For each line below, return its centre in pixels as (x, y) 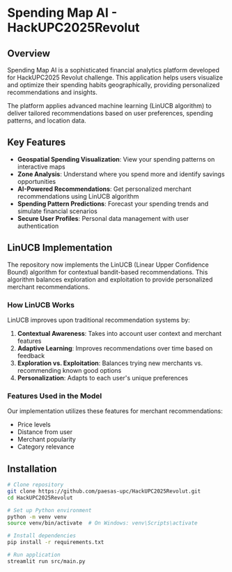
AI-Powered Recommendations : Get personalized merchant (104, 189)
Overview (29, 53)
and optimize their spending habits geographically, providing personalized (114, 85)
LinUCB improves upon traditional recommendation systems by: (99, 320)
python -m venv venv (37, 517)
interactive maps (41, 167)
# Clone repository (36, 485)
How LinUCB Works (41, 304)
